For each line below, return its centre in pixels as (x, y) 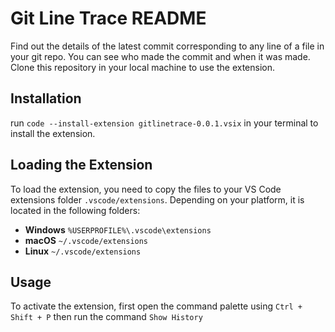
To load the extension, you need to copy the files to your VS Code (146, 189)
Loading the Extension (81, 165)
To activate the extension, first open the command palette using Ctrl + (156, 306)
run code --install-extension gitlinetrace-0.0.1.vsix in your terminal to (164, 123)
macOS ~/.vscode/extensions (86, 240)
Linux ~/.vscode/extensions (83, 251)
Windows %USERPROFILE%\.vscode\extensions (118, 229)
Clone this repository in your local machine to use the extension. (143, 67)
